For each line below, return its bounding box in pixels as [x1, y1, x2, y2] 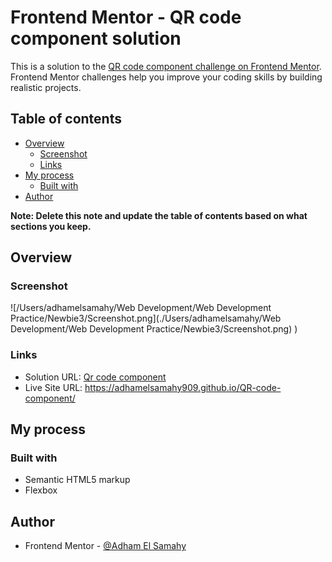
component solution [10, 27, 182, 50]
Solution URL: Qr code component [24, 371, 167, 383]
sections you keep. [10, 220, 92, 232]
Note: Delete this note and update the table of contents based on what [10, 209, 308, 221]
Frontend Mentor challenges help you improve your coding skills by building [10, 71, 323, 83]
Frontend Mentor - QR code [10, 6, 242, 29]
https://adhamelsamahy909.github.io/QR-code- [84, 381, 282, 393]
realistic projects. [10, 81, 82, 93]
